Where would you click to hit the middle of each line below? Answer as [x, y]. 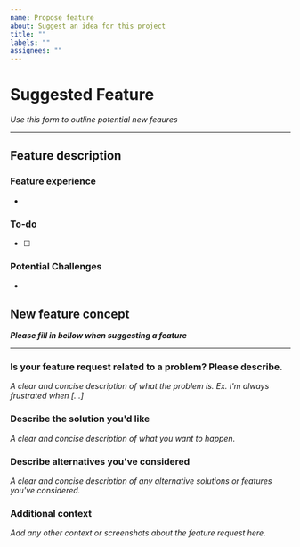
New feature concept [70, 314]
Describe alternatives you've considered [100, 461]
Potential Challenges [56, 266]
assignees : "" [36, 51]
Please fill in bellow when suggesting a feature [99, 336]
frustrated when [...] [47, 396]
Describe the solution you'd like [80, 419]
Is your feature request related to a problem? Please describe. [146, 367]
